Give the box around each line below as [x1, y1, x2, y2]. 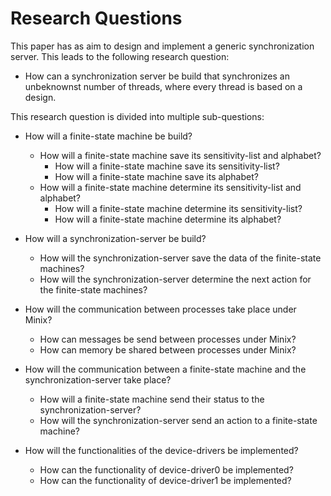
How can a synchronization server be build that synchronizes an [24, 70, 290, 82]
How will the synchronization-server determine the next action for [39, 273, 312, 285]
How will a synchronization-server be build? [24, 232, 207, 244]
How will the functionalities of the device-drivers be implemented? [24, 444, 299, 456]
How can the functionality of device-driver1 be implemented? [39, 474, 292, 486]
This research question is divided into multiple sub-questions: [10, 110, 265, 122]
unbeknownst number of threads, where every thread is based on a [24, 80, 303, 92]
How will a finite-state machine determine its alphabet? [54, 213, 282, 225]
